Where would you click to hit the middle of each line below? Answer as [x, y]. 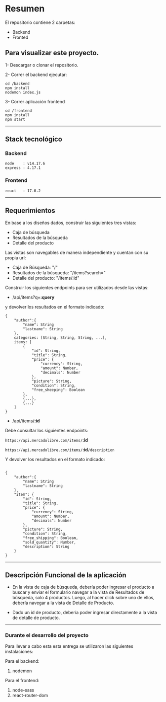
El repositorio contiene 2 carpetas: [40, 22]
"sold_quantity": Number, [50, 542]
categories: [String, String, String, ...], [61, 338]
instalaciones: [19, 651]
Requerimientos [30, 211]
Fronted [20, 37]
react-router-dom [30, 695]
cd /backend [17, 83]
